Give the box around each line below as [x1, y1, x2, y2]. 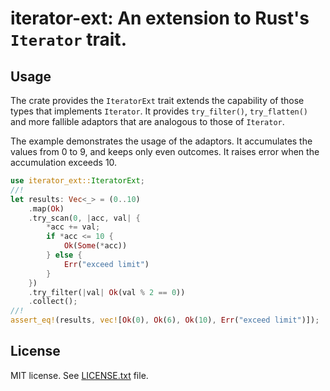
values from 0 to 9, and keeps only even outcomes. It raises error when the [10, 146, 320, 157]
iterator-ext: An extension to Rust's [10, 7, 310, 30]
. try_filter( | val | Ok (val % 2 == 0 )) [28, 287, 186, 297]
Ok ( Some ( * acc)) [63, 241, 128, 251]
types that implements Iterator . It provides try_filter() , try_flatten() [10, 105, 309, 117]
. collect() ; [28, 297, 78, 307]
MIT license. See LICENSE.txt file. [10, 369, 149, 381]
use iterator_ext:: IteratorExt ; [10, 176, 145, 186]
